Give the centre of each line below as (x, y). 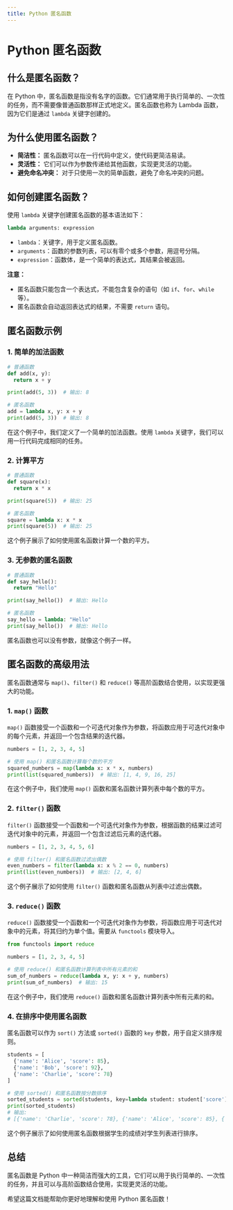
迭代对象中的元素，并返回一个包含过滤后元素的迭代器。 (86, 833)
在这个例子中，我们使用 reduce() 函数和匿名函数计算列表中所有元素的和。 (113, 997)
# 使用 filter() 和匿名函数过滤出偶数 (57, 860)
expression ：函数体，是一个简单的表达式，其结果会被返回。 (103, 260)
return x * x (32, 488)
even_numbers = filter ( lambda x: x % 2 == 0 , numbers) (88, 866)
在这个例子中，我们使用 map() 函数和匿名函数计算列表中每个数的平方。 (108, 789)
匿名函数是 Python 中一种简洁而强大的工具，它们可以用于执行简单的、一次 (113, 1175)
